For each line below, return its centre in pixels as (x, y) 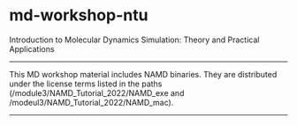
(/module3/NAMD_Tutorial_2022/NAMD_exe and (97, 92)
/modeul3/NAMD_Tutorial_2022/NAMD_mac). (91, 102)
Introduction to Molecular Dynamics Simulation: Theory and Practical (134, 40)
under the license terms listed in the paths (86, 84)
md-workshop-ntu (79, 15)
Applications (32, 48)
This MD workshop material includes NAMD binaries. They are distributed (143, 74)
